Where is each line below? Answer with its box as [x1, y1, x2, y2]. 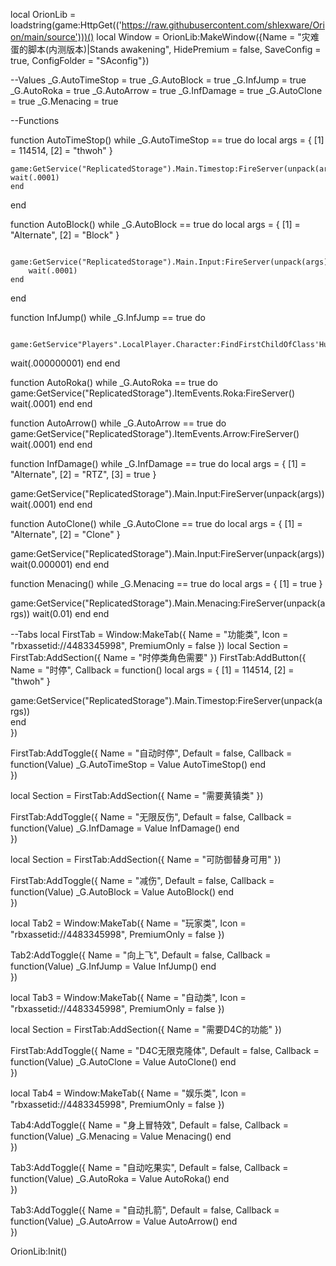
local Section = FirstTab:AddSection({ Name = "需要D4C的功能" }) [10, 1024, 282, 1035]
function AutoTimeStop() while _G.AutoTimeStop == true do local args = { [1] [10, 134, 325, 146]
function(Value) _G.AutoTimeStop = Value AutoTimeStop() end [10, 759, 267, 770]
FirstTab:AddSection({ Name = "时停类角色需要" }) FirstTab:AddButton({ [10, 652, 307, 663]
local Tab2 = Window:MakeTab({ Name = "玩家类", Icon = [10, 917, 247, 929]
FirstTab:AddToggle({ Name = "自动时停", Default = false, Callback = [10, 747, 293, 759]
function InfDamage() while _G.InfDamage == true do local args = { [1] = [10, 458, 307, 469]
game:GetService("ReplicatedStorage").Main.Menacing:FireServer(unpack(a [10, 597, 326, 609]
